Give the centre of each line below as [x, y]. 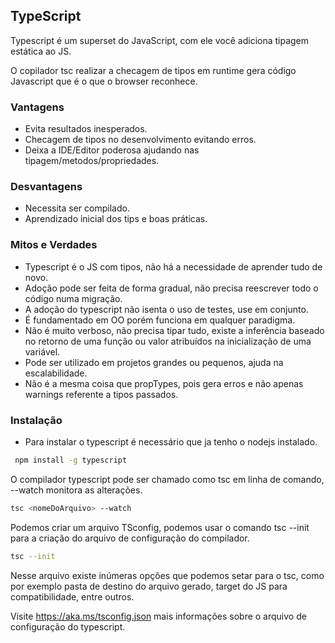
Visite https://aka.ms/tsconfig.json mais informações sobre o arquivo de [158, 616]
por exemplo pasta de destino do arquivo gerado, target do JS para [149, 586]
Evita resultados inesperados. [86, 129]
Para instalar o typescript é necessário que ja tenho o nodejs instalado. [171, 442]
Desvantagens [46, 187]
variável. [42, 351]
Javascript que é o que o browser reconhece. [104, 81]
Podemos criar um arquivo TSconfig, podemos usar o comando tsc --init [160, 527]
